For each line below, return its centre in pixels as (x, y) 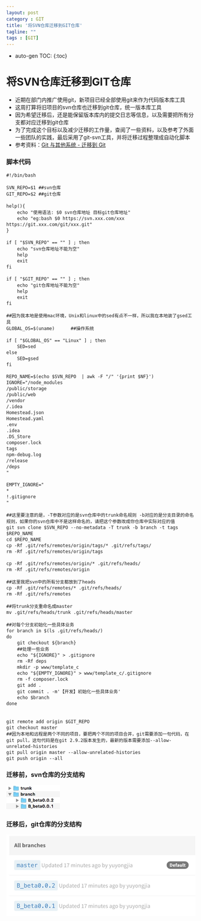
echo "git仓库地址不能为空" (48, 285)
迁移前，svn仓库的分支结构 (46, 775)
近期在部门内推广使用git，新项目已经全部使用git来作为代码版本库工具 (100, 100)
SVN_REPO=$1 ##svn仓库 (34, 188)
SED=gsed (28, 359)
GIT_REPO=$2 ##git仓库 (34, 194)
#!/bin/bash (21, 175)
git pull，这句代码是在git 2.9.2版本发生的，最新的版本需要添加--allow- (89, 741)
